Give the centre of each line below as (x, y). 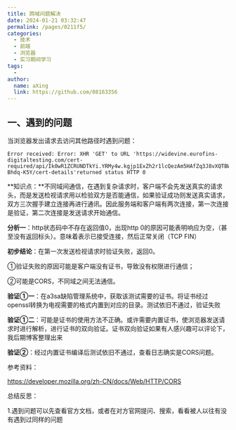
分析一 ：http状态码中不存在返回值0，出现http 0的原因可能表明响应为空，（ (114, 227)
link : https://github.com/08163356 (66, 92)
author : (19, 79)
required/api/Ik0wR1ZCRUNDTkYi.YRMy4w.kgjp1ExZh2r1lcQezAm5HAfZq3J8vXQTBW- (120, 166)
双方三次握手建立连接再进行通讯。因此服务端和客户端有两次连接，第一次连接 (118, 204)
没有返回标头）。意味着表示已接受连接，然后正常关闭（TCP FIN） (107, 236)
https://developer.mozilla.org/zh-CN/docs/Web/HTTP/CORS (94, 381)
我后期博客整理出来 (35, 337)
